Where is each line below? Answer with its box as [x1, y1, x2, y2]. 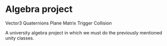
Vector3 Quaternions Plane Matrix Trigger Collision [5, 20, 112, 26]
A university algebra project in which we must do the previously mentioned [5, 29, 162, 35]
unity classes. [5, 35, 35, 41]
